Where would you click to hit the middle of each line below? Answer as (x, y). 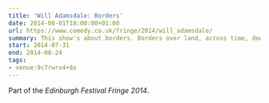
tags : (17, 61)
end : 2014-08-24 (35, 53)
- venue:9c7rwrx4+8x (43, 68)
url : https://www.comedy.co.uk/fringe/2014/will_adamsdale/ (111, 30)
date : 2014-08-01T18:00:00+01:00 (64, 23)
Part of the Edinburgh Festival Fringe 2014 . (79, 90)
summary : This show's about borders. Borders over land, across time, (128, 38)
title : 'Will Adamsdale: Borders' (66, 16)
